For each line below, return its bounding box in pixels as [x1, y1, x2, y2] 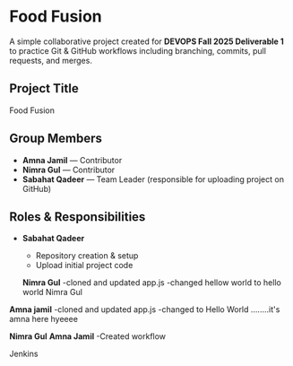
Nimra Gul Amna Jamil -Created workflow [9, 331, 167, 342]
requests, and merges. [9, 55, 92, 65]
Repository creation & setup [35, 250, 139, 261]
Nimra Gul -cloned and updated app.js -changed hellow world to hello [22, 277, 282, 288]
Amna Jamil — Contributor [22, 154, 123, 165]
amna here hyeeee [9, 314, 79, 325]
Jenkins [9, 348, 39, 360]
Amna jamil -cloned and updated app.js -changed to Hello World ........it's [9, 304, 280, 315]
